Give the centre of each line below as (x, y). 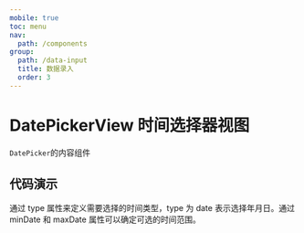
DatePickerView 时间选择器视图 (130, 125)
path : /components (53, 43)
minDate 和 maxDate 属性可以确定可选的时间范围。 (105, 219)
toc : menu (28, 26)
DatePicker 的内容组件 (50, 153)
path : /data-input (53, 60)
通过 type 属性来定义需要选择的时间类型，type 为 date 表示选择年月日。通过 (152, 207)
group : (22, 52)
